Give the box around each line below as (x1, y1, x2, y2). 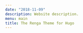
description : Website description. (5, 12, 79, 16)
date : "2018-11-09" (5, 7, 46, 12)
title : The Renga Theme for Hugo (5, 20, 75, 26)
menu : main (5, 16, 28, 21)
